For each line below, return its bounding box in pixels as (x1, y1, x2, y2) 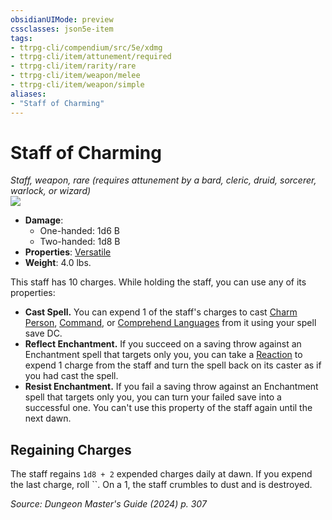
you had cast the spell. (24, 370, 119, 382)
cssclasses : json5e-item (10, 24, 114, 34)
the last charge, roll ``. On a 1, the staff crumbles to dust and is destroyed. (10, 479, 313, 491)
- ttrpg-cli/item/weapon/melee (10, 71, 141, 81)
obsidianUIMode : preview (10, 14, 114, 25)
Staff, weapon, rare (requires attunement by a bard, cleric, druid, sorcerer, (10, 174, 317, 186)
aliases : (10, 89, 47, 99)
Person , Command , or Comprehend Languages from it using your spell (24, 317, 317, 329)
